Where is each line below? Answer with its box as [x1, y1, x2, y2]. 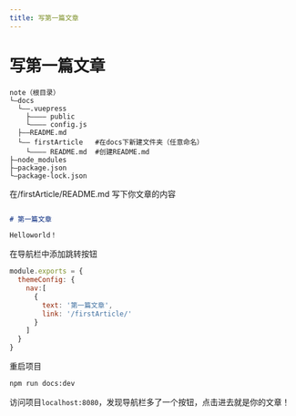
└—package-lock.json [9, 171, 88, 181]
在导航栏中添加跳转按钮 [9, 248, 97, 260]
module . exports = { [9, 266, 84, 276]
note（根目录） [9, 88, 61, 97]
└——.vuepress [17, 104, 67, 113]
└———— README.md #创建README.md [26, 147, 150, 156]
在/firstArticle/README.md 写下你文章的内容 [9, 188, 176, 199]
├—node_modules [9, 155, 67, 164]
